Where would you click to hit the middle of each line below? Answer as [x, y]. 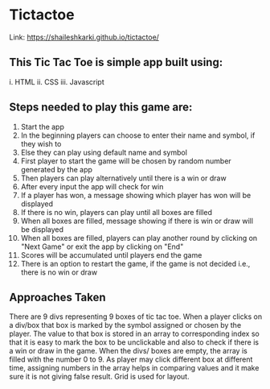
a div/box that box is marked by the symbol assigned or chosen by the [125, 325]
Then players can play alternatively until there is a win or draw [124, 178]
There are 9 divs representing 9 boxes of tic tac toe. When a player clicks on [136, 317]
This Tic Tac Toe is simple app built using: [116, 62]
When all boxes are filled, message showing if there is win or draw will [137, 221]
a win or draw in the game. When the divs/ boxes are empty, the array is [128, 351]
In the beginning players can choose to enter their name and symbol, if [138, 135]
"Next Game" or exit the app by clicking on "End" [102, 246]
